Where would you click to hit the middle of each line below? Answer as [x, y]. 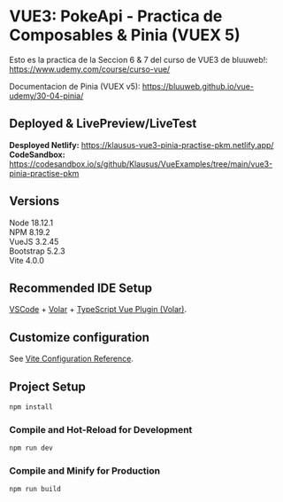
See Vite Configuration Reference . [72, 359]
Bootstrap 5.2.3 [37, 251]
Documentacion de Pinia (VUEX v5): [75, 86]
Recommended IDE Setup [81, 288]
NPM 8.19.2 [30, 231]
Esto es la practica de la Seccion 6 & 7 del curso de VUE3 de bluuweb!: [138, 59]
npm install [31, 407]
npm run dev [31, 448]
